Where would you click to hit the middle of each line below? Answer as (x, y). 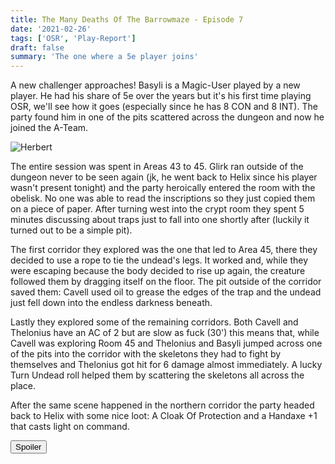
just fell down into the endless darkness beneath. (111, 303)
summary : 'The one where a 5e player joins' (104, 57)
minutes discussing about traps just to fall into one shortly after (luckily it (160, 220)
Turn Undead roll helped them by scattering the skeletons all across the (157, 375)
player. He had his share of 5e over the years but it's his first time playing (161, 96)
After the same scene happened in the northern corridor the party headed (162, 405)
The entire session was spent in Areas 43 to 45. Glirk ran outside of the (157, 167)
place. (23, 386)
